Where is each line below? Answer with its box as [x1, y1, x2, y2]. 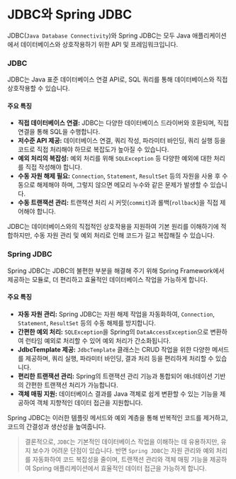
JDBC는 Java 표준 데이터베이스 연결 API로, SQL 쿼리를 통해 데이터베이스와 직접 [7, 75, 228, 84]
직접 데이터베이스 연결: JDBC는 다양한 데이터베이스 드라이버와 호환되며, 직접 [17, 118, 229, 128]
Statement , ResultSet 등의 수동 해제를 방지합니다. [17, 318, 156, 327]
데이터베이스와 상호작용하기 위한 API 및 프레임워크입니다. [20, 40, 179, 48]
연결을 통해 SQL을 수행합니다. [17, 128, 101, 136]
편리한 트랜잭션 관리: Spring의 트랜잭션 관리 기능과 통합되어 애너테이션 [17, 371, 213, 380]
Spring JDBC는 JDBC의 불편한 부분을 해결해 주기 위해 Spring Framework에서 [7, 266, 225, 275]
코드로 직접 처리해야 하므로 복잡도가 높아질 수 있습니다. [17, 145, 169, 154]
